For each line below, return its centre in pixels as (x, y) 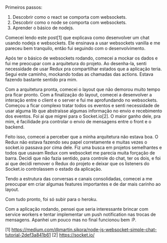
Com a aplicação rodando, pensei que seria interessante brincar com (77, 209)
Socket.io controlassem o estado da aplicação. (54, 169)
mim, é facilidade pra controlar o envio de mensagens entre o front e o (78, 121)
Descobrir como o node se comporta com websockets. (69, 22)
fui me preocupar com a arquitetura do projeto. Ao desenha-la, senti (76, 63)
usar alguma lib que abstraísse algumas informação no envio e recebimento (84, 111)
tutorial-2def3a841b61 (28, 235)
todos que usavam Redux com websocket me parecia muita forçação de (80, 153)
